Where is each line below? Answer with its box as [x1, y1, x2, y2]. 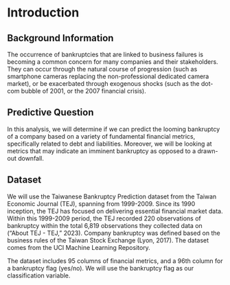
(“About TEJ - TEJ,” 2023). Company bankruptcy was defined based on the [7, 229, 221, 237]
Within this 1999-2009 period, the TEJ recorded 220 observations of [7, 214, 201, 223]
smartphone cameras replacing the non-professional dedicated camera [7, 72, 209, 80]
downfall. [18, 154, 45, 162]
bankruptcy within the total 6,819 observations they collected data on [7, 221, 203, 229]
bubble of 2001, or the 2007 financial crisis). [21, 87, 146, 95]
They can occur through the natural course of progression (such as [7, 65, 198, 73]
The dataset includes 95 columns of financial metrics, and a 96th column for [7, 256, 223, 265]
